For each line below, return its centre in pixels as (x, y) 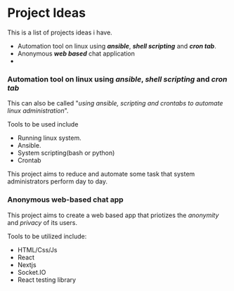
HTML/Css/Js (37, 250)
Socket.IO (32, 272)
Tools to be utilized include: (47, 236)
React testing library (46, 280)
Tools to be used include (43, 124)
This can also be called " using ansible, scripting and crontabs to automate (115, 103)
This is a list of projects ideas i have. (60, 32)
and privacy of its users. (42, 222)
